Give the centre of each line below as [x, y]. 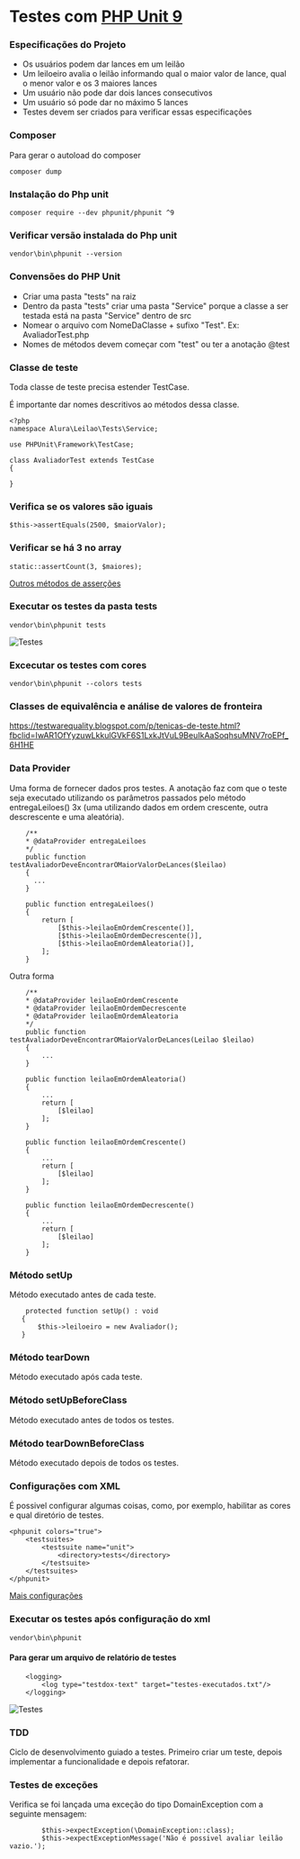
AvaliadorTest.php [56, 334]
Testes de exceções [54, 1784]
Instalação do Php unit [59, 194]
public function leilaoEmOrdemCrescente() [106, 1142]
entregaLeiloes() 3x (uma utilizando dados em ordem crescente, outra [139, 807]
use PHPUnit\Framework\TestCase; [72, 444]
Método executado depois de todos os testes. [94, 1462]
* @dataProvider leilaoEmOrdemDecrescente [106, 1008]
